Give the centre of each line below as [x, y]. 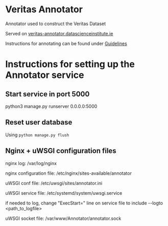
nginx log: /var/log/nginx [31, 163]
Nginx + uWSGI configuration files [61, 151]
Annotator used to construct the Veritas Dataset [56, 24]
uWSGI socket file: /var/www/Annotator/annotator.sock [63, 218]
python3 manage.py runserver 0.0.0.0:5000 [51, 106]
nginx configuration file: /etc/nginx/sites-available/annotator [68, 173]
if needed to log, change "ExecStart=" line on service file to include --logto [84, 203]
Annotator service [45, 75]
